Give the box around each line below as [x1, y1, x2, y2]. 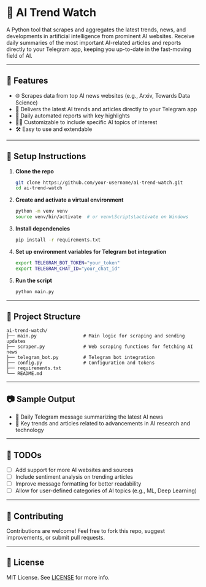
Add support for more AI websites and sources [15, 467, 134, 473]
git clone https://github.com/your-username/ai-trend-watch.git [15, 179, 183, 186]
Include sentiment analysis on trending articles [15, 473, 134, 481]
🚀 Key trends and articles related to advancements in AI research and [15, 420, 191, 427]
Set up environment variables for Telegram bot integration [15, 248, 167, 255]
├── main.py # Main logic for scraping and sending [6, 333, 185, 339]
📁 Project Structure [6, 311, 81, 321]
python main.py [15, 288, 55, 294]
